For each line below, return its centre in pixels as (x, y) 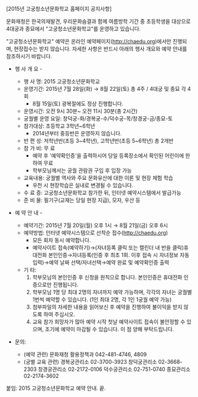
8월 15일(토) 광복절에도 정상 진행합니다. (78, 104)
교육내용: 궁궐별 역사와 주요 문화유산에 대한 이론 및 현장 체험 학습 (98, 178)
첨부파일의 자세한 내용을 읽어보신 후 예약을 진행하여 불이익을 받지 (107, 307)
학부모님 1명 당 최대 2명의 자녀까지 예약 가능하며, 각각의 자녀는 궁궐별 (112, 292)
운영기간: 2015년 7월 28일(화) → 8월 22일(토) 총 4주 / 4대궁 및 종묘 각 (105, 89)
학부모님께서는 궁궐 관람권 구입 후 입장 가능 (82, 170)
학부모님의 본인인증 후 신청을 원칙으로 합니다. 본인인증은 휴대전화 (107, 277)
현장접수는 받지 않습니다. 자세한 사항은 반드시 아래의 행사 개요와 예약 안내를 (100, 49)
